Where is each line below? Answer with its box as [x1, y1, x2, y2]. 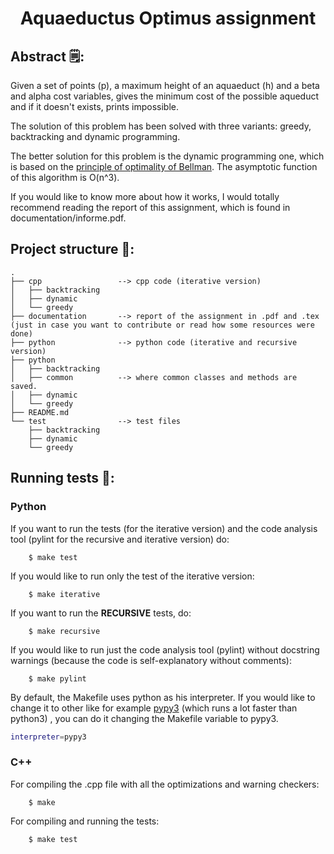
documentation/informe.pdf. [10, 212, 127, 224]
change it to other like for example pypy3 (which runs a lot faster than [10, 702, 298, 714]
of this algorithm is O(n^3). [10, 172, 120, 183]
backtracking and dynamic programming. [10, 131, 181, 142]
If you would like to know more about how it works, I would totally [10, 191, 280, 202]
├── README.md [10, 407, 70, 417]
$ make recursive [28, 626, 101, 636]
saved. [10, 381, 38, 391]
